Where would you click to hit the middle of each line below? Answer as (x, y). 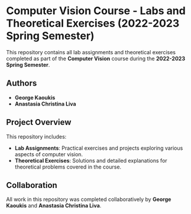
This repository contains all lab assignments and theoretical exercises (91, 52)
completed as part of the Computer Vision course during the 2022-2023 (96, 58)
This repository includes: (36, 136)
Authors (22, 83)
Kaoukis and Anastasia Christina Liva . (54, 206)
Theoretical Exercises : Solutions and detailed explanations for (91, 160)
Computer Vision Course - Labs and (96, 11)
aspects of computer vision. (49, 154)
